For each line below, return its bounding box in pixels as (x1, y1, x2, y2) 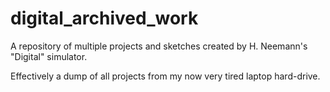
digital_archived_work (10, 7, 199, 30)
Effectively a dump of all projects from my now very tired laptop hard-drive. (10, 70, 321, 82)
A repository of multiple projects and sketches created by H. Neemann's (10, 40, 308, 52)
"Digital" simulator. (10, 50, 88, 62)
